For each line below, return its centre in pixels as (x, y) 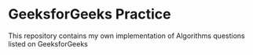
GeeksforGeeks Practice (90, 14)
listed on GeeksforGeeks (48, 43)
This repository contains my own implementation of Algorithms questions (126, 36)
